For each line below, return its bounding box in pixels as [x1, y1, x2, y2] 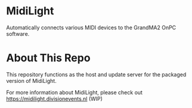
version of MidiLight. [6, 77, 57, 84]
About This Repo [6, 51, 91, 65]
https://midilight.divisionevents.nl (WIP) [6, 95, 103, 102]
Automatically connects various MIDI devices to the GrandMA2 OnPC [6, 24, 176, 31]
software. [6, 30, 30, 37]
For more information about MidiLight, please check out [6, 88, 143, 96]
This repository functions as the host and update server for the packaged [6, 70, 187, 78]
